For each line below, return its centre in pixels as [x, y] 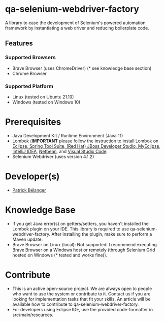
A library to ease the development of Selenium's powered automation [76, 23]
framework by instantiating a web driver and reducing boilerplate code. [77, 28]
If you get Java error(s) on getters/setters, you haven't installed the [80, 224]
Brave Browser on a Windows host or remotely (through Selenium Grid [83, 250]
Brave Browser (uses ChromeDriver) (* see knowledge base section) [82, 68]
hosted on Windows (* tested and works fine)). [60, 255]
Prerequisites [33, 122]
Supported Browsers [30, 58]
